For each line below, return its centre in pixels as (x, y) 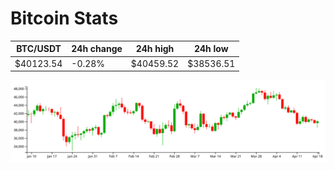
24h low (211, 49)
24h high (155, 49)
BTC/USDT (39, 49)
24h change (97, 49)
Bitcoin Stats (64, 18)
